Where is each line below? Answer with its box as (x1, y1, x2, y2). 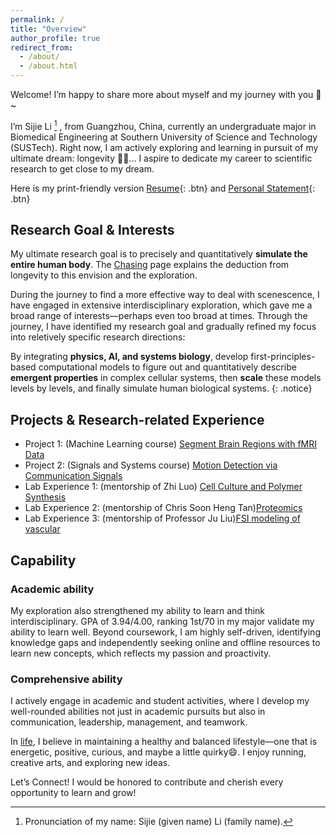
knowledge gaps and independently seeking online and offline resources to (10, 636, 321, 648)
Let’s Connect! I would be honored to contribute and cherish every (10, 776, 284, 788)
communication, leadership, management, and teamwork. (10, 716, 248, 728)
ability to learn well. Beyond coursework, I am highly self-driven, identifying (10, 626, 321, 638)
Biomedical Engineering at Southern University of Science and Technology (10, 131, 318, 143)
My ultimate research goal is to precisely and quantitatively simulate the (10, 248, 308, 260)
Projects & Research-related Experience (10, 411, 265, 428)
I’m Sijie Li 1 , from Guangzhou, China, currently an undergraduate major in (10, 119, 317, 132)
